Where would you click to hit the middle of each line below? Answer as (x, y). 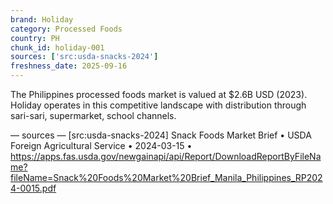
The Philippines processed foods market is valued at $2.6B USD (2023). (159, 94)
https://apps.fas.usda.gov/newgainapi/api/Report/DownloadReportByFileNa (166, 156)
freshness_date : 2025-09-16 (69, 66)
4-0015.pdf (33, 188)
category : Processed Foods (66, 29)
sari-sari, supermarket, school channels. (93, 115)
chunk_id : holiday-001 (57, 47)
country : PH (35, 38)
